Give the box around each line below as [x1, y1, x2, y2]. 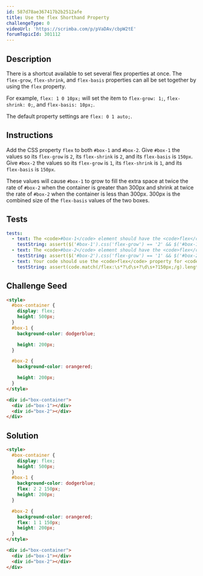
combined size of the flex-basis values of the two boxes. [6, 196, 150, 204]
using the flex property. [6, 82, 66, 90]
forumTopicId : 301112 [6, 31, 61, 38]
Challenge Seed [6, 281, 68, 291]
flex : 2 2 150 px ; [17, 486, 61, 492]
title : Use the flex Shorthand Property [6, 15, 110, 21]
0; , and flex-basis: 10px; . [28, 101, 95, 108]
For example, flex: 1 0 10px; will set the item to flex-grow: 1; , [6, 94, 166, 102]
